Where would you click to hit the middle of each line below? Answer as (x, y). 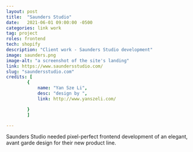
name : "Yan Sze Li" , (62, 88)
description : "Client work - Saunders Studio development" (80, 50)
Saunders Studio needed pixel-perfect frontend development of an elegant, (97, 137)
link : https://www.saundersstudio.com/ (55, 66)
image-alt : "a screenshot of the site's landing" (68, 60)
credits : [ (19, 77)
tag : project (22, 33)
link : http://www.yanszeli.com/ (77, 99)
